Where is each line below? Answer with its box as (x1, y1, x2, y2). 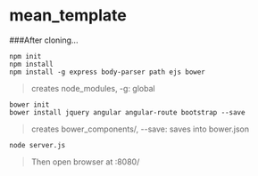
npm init (9, 52, 42, 60)
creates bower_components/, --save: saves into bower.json (30, 124, 250, 134)
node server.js (9, 140, 66, 149)
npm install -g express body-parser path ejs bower (9, 68, 205, 76)
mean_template (9, 5, 127, 26)
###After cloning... (9, 35, 79, 45)
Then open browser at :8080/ (30, 156, 140, 167)
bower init (9, 100, 50, 109)
